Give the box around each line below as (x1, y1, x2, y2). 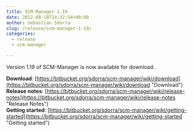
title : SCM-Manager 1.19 (6, 8, 68, 15)
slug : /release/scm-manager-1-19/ (6, 25, 92, 32)
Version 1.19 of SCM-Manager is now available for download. (6, 63, 155, 70)
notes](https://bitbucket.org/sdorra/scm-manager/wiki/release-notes (6, 93, 176, 101)
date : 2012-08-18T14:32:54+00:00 (6, 14, 89, 20)
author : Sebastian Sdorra (6, 20, 70, 26)
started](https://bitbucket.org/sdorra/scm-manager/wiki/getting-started (6, 112, 182, 120)
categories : (6, 31, 36, 37)
